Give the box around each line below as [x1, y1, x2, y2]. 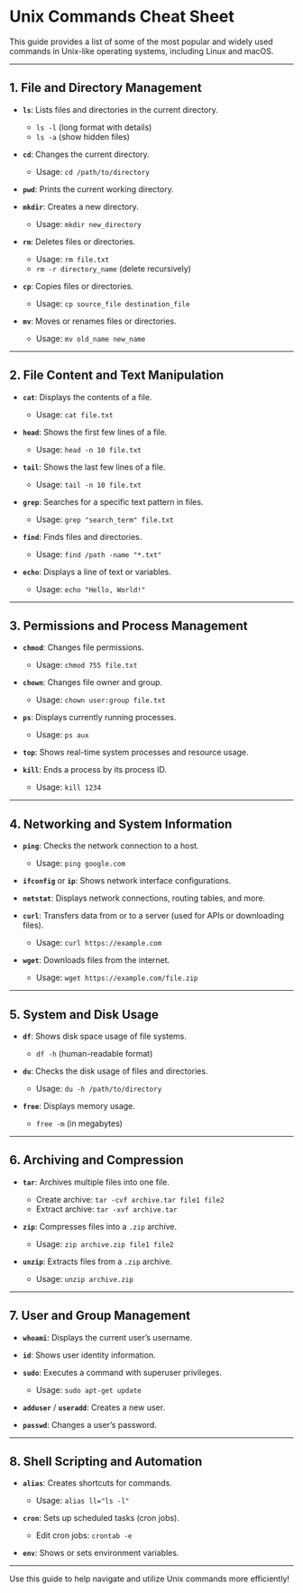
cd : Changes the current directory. [22, 149, 151, 160]
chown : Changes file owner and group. [22, 677, 163, 688]
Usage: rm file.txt [35, 253, 110, 264]
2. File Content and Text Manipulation [9, 368, 225, 383]
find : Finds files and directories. [22, 531, 142, 542]
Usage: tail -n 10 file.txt [35, 479, 142, 490]
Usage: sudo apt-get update [35, 1384, 142, 1395]
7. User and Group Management [9, 1308, 191, 1323]
